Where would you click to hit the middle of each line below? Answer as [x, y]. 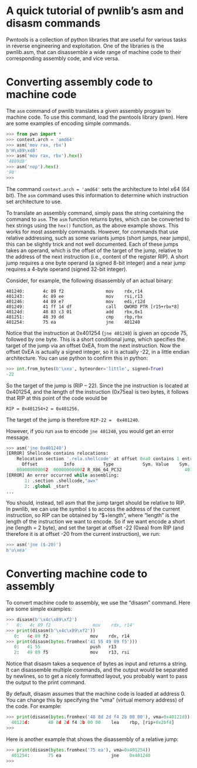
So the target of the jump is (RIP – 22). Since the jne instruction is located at [97, 385]
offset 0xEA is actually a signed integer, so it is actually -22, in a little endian [98, 351]
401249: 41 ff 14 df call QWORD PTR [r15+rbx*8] [93, 307]
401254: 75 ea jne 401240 [73, 322]
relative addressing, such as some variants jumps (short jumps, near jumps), [98, 238]
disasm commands [53, 23]
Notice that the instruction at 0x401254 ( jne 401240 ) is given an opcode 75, [97, 333]
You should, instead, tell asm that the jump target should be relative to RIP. [96, 503]
